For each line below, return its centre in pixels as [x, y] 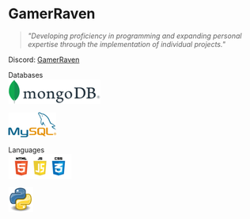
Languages [27, 150]
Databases [26, 75]
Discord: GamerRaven [44, 60]
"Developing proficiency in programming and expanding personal [134, 36]
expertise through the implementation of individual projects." [126, 44]
